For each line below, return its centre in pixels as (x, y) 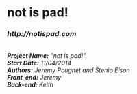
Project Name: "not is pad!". (47, 56)
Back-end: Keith (30, 85)
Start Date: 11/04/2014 (39, 63)
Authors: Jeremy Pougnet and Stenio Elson (68, 70)
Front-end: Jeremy (34, 78)
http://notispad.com (42, 34)
